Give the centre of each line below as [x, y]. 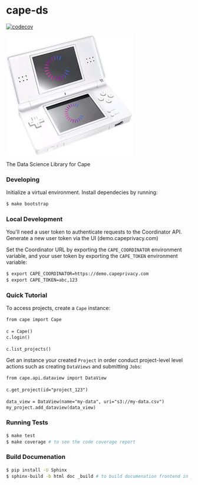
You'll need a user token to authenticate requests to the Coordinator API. [94, 232]
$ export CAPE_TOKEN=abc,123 [42, 280]
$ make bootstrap [27, 204]
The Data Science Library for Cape [48, 164]
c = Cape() [19, 332]
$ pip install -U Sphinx [37, 470]
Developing [23, 179]
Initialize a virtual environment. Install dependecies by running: [82, 192]
